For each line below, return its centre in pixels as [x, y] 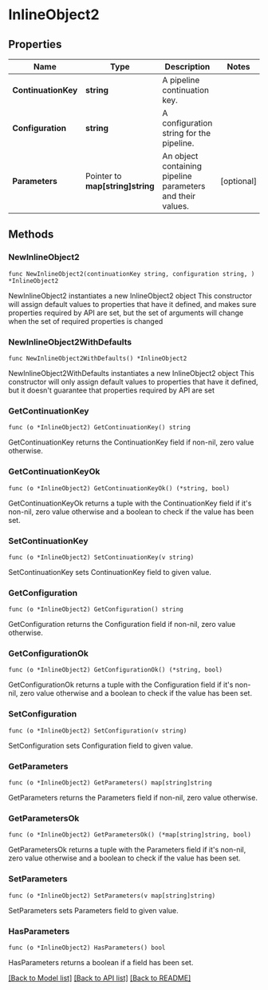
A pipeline [181, 80]
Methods [31, 235]
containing [182, 166]
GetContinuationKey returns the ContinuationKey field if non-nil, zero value [131, 442]
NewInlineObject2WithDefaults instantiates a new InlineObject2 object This [132, 373]
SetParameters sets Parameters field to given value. [94, 910]
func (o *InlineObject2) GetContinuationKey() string [100, 428]
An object [180, 156]
